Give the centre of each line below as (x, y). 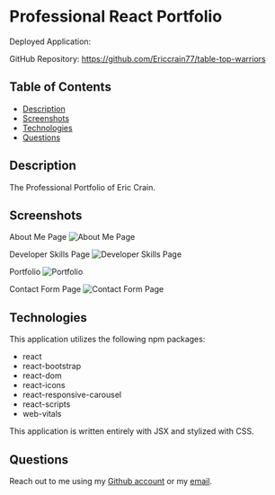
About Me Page (38, 237)
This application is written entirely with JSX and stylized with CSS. (132, 431)
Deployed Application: (50, 41)
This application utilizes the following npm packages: (107, 340)
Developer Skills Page (50, 254)
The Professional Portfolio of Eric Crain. (82, 187)
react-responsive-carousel (72, 395)
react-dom (42, 376)
